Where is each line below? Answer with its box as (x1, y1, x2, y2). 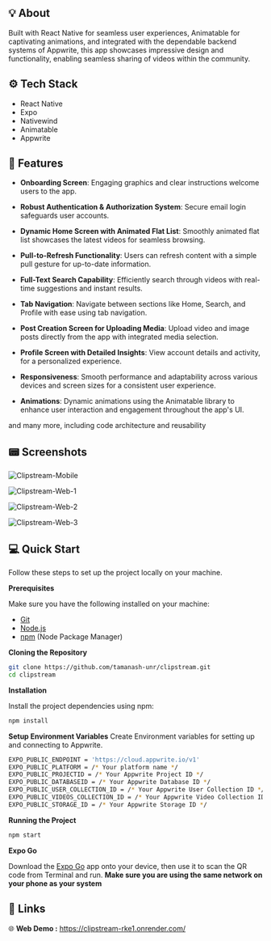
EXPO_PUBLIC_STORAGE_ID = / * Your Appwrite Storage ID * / (8, 800, 207, 808)
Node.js (19, 623, 47, 634)
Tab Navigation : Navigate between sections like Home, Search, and (19, 299, 246, 309)
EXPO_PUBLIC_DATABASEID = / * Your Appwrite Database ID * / (8, 778, 211, 786)
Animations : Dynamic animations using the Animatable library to (19, 396, 236, 406)
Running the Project (8, 815, 77, 824)
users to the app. (19, 186, 77, 197)
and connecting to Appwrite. (8, 740, 103, 749)
